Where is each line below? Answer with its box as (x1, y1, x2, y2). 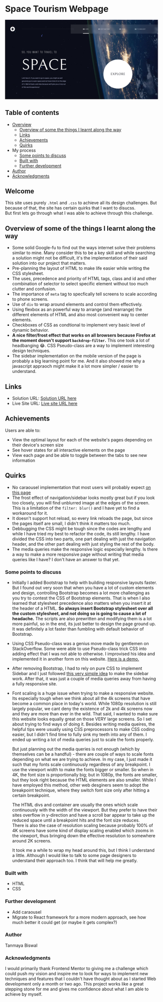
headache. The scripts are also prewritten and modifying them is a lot (12, 615, 152, 621)
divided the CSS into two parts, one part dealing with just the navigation (12, 536, 156, 542)
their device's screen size (12, 442, 64, 448)
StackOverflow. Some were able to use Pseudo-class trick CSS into (12, 646, 147, 651)
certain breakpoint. (12, 792, 50, 798)
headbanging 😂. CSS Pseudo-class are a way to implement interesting (12, 343, 155, 349)
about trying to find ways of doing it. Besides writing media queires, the (12, 721, 155, 727)
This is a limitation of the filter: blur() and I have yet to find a (12, 505, 140, 511)
